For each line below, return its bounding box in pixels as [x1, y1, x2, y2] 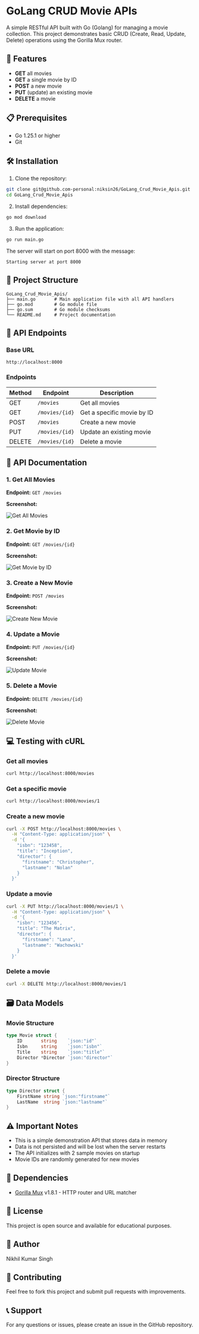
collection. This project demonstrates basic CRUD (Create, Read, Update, [6, 30, 186, 37]
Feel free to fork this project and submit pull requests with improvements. [6, 1288, 186, 1295]
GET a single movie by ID [14, 76, 77, 83]
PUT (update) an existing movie [14, 88, 93, 96]
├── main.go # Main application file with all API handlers [6, 296, 175, 302]
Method [9, 389, 32, 397]
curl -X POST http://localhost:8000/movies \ [6, 826, 121, 832]
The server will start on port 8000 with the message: [6, 247, 136, 255]
